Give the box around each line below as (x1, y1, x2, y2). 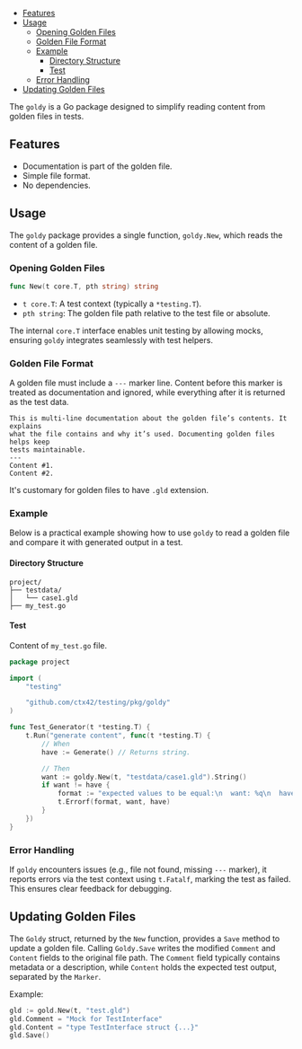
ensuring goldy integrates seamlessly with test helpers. (9, 334, 214, 345)
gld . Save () (9, 1031, 50, 1040)
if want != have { (41, 780, 111, 789)
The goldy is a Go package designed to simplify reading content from (9, 101, 266, 111)
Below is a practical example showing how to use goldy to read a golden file (9, 527, 290, 538)
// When (41, 739, 70, 748)
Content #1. (9, 462, 54, 471)
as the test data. (9, 397, 69, 408)
